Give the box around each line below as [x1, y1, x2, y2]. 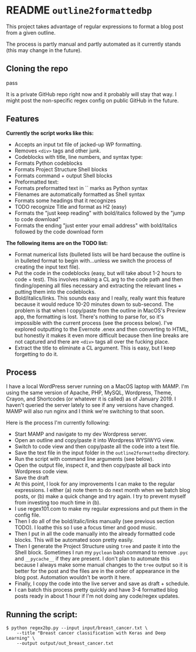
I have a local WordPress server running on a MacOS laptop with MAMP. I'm [6, 383, 189, 390]
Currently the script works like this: [6, 130, 94, 137]
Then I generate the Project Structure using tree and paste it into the [14, 543, 180, 550]
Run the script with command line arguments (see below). [14, 456, 154, 463]
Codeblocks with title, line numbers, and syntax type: [14, 153, 143, 160]
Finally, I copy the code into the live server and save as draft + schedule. [14, 580, 190, 587]
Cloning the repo [6, 64, 68, 74]
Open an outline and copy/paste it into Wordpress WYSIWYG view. [14, 437, 175, 444]
